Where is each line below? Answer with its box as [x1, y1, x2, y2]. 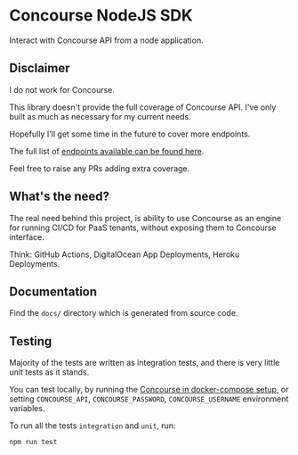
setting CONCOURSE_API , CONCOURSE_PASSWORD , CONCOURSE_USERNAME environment [9, 393, 289, 404]
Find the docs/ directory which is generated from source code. [9, 308, 238, 318]
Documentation [9, 284, 98, 299]
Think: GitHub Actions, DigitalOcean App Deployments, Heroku [9, 249, 240, 260]
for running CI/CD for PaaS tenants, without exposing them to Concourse [9, 222, 278, 233]
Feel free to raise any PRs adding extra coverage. [9, 162, 190, 174]
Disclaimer [9, 61, 70, 76]
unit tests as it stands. [9, 367, 90, 377]
